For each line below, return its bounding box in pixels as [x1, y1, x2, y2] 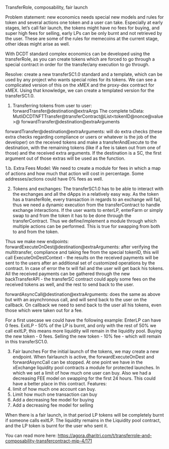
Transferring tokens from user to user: [12, 103, 92, 108]
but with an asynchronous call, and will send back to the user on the [5, 297, 147, 302]
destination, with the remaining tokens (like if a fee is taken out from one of [5, 145, 161, 151]
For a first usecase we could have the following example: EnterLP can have [5, 317, 161, 323]
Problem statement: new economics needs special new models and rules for [5, 14, 164, 20]
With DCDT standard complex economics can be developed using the [5, 51, 150, 57]
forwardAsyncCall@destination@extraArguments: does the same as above [5, 291, 160, 297]
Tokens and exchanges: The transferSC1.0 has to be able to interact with [12, 186, 164, 192]
